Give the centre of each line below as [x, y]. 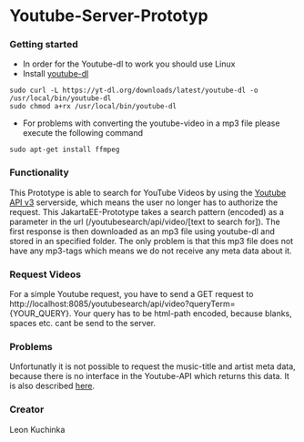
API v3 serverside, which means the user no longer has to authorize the [144, 202]
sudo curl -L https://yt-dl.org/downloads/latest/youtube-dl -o [134, 91]
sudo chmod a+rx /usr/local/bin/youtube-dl [93, 107]
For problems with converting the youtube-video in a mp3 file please [151, 123]
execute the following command [83, 133]
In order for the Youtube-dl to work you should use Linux [129, 64]
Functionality [40, 172]
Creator [27, 409]
